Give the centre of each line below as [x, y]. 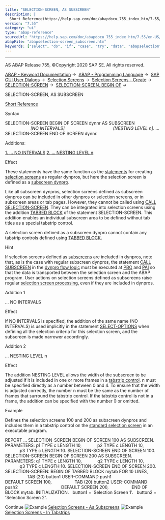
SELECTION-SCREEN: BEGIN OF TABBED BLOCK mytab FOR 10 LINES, [77, 471]
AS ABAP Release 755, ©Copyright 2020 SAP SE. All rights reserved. [75, 65]
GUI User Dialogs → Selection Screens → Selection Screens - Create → [79, 80]
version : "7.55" [22, 23]
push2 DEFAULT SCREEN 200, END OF [76, 487]
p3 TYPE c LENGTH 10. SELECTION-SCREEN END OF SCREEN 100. [87, 450]
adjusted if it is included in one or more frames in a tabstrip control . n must [81, 380]
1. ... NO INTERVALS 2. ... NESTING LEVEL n [49, 153]
